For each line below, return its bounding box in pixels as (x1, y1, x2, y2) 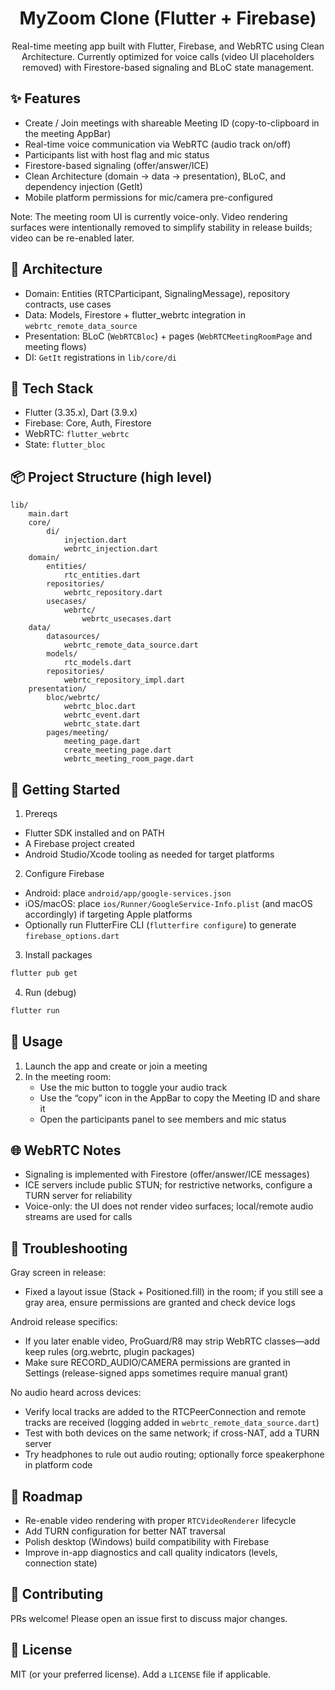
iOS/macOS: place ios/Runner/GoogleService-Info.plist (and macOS (24, 898, 313, 909)
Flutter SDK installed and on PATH (24, 827, 165, 839)
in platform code (24, 1459, 93, 1471)
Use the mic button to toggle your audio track (39, 1081, 228, 1093)
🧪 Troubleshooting (10, 1240, 128, 1257)
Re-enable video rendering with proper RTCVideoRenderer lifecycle (24, 1515, 297, 1526)
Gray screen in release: (10, 1267, 107, 1279)
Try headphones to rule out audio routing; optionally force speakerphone (24, 1448, 325, 1461)
